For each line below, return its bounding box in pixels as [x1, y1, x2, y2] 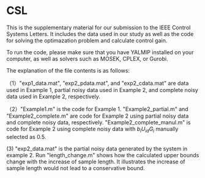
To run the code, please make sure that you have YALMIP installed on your [6, 48, 194, 55]
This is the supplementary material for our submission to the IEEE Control [6, 24, 191, 31]
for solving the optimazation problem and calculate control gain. [6, 37, 168, 44]
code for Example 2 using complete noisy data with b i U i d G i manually [6, 125, 179, 134]
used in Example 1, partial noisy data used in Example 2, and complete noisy [6, 86, 199, 93]
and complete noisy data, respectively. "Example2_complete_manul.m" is [6, 118, 191, 126]
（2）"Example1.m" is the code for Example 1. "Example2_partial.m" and [6, 105, 188, 113]
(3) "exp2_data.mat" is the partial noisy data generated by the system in [6, 144, 188, 152]
